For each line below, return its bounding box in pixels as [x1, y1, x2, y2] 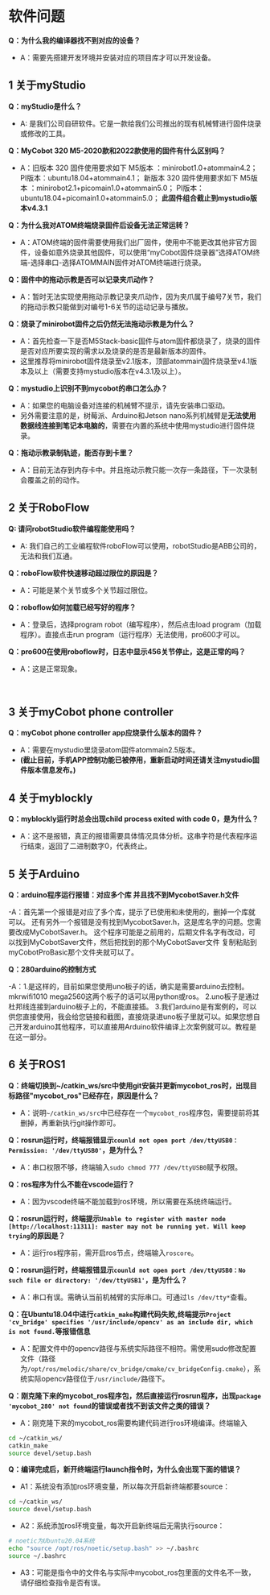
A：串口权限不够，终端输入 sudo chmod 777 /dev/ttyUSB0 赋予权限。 [19, 1162, 243, 1172]
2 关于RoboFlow [8, 501, 90, 515]
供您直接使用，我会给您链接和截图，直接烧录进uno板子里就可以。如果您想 [8, 1012, 253, 1021]
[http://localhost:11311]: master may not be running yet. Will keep [8, 1222, 247, 1231]
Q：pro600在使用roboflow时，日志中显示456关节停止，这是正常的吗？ [8, 646, 246, 657]
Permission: [8, 1146, 48, 1154]
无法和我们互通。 [19, 551, 77, 561]
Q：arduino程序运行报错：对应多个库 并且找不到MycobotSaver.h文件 [8, 890, 239, 899]
